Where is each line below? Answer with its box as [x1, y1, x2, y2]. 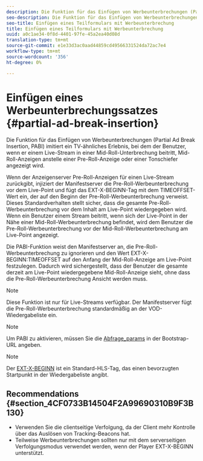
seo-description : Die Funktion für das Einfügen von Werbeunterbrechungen [6, 15, 199, 21]
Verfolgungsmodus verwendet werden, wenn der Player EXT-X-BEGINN [14, 443, 193, 450]
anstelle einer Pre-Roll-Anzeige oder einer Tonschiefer [42, 155, 178, 163]
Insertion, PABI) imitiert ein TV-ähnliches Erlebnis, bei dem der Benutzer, [6, 143, 187, 150]
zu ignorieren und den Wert [61, 250, 130, 257]
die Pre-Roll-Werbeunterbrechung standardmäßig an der [6, 305, 147, 312]
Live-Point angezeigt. [6, 231, 59, 239]
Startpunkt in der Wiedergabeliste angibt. [6, 371, 109, 378]
